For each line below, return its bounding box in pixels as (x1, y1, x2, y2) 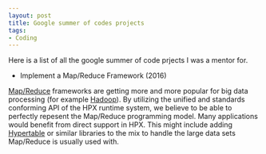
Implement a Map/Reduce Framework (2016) (19, 71, 167, 80)
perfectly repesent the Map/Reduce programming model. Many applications (8, 112, 258, 121)
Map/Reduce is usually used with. (8, 137, 120, 147)
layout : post (8, 11, 52, 20)
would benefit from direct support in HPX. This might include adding (8, 120, 233, 129)
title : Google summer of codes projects (8, 19, 145, 27)
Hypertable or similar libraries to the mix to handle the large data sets (8, 129, 236, 138)
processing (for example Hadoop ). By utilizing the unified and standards (8, 94, 245, 104)
